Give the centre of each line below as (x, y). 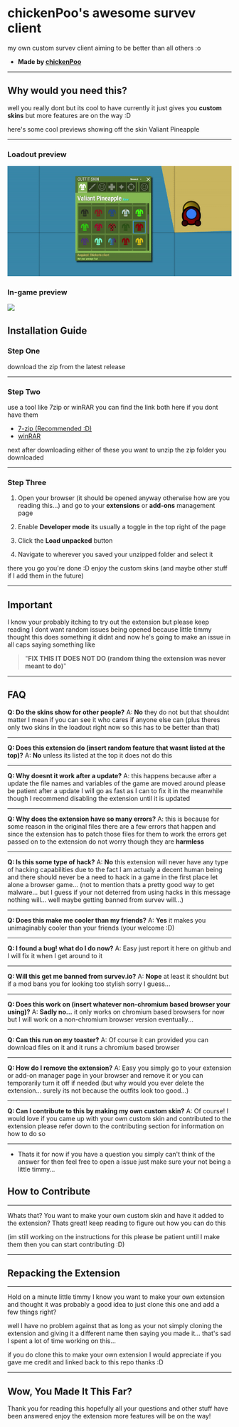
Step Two (24, 391)
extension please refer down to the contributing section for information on (116, 1126)
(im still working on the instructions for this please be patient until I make (114, 1236)
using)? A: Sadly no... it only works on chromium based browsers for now (116, 1012)
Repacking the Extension (64, 1274)
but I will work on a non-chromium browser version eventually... (101, 1019)
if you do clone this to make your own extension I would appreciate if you (115, 1355)
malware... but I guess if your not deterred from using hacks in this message (119, 892)
